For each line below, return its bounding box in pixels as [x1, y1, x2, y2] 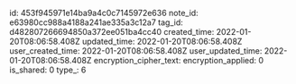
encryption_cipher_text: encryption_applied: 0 [93, 55, 264, 65]
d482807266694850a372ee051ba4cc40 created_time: [9, 27, 215, 37]
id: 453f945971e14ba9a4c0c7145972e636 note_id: [9, 8, 199, 18]
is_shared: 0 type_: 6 [9, 64, 87, 75]
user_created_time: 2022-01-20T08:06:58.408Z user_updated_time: [9, 46, 263, 56]
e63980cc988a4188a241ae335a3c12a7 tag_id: [9, 17, 183, 28]
